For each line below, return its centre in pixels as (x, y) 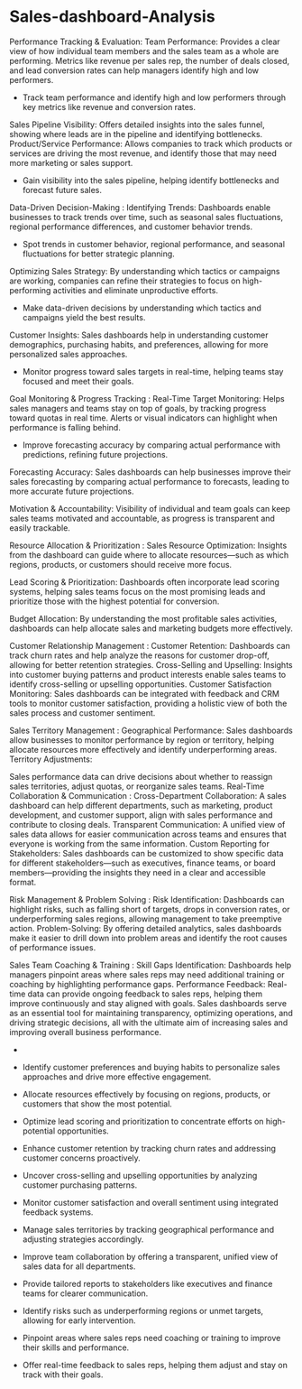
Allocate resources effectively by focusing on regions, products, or (146, 1094)
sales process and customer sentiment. (82, 713)
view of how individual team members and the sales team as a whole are (144, 51)
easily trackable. (40, 528)
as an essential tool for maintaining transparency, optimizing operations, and (151, 1013)
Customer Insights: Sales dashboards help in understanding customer (139, 335)
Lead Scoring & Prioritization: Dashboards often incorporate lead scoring (144, 582)
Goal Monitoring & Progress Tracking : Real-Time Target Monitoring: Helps (147, 398)
